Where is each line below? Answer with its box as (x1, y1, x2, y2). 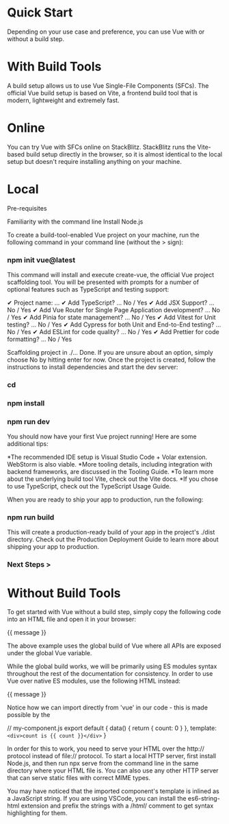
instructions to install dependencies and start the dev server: (7, 363, 178, 371)
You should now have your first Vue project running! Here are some (7, 432, 197, 440)
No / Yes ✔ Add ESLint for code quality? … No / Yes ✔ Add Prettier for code (7, 328, 220, 336)
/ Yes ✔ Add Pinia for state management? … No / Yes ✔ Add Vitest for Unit (7, 314, 217, 322)
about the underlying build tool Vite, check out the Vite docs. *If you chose (7, 475, 219, 483)
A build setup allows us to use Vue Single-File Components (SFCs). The (7, 81, 209, 90)
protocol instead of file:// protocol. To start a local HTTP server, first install (7, 752, 217, 760)
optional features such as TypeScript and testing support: (7, 285, 170, 294)
